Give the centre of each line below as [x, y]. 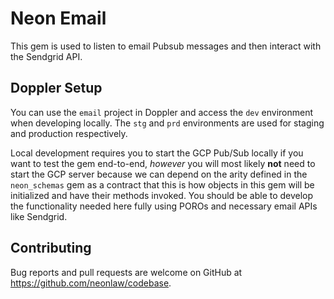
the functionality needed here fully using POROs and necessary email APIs [164, 206]
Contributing [51, 248]
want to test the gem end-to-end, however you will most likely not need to [163, 163]
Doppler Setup [56, 88]
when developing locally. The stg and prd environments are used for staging [167, 123]
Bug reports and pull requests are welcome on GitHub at [126, 272]
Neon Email [58, 18]
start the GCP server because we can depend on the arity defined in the [159, 174]
